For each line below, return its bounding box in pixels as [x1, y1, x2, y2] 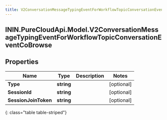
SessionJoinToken [7, 97, 52, 104]
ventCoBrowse [5, 41, 52, 49]
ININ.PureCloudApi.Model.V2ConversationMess [5, 26, 159, 34]
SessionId [7, 88, 32, 95]
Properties [5, 58, 39, 66]
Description [76, 72, 104, 79]
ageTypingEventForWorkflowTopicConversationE [5, 33, 162, 42]
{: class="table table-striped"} [5, 109, 67, 115]
